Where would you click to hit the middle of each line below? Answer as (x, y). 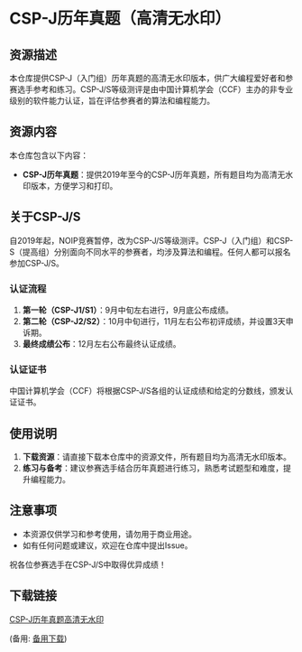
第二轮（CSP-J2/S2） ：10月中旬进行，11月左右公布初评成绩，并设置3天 (154, 321)
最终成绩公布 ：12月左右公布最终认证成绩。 (102, 343)
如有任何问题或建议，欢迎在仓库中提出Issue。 (107, 545)
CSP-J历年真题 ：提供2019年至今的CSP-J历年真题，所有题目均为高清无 (154, 174)
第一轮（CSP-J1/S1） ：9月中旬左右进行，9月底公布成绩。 (128, 310)
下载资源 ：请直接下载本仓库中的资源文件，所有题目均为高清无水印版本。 (156, 457)
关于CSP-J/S (45, 217)
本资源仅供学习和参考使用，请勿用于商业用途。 (109, 534)
